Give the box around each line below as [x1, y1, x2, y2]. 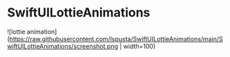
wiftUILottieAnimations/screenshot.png [7, 42, 119, 50]
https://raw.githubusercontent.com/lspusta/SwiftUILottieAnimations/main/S [9, 34, 223, 43]
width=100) [123, 42, 156, 50]
